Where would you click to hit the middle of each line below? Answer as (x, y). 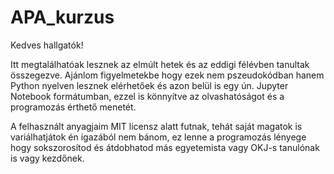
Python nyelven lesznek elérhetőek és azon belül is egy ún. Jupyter (149, 85)
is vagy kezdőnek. (47, 158)
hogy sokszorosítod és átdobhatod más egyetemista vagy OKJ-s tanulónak (165, 147)
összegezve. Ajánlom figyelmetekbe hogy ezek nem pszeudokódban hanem (167, 75)
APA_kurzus (62, 17)
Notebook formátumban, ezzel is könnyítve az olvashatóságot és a (147, 96)
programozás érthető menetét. (73, 107)
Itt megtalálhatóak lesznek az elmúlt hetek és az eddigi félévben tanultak (160, 64)
